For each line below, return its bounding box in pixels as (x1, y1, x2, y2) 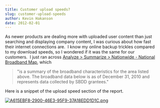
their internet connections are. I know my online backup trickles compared (5, 44, 155, 50)
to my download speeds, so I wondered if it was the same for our (5, 49, 135, 55)
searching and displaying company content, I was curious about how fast (5, 39, 151, 45)
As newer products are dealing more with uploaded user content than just (5, 34, 152, 40)
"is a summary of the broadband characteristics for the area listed (16, 68, 149, 75)
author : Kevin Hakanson (5, 16, 53, 21)
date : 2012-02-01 (5, 20, 40, 26)
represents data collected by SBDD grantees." (16, 79, 109, 85)
